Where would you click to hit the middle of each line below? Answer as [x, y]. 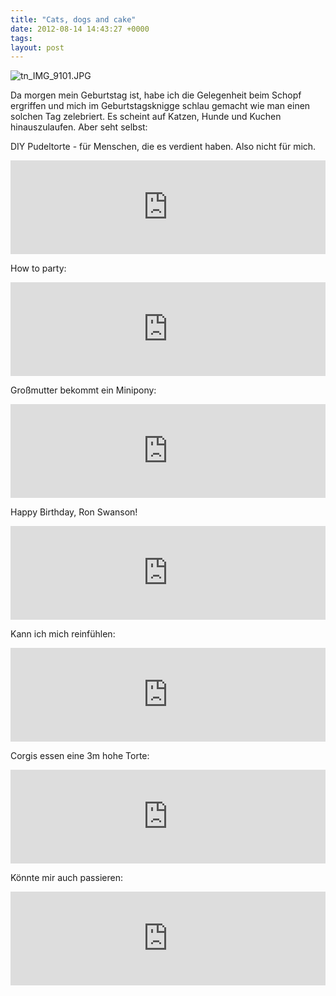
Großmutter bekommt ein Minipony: [83, 390]
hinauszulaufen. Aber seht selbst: [79, 127]
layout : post [37, 47]
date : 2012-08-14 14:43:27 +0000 [80, 29]
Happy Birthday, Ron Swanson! [74, 512]
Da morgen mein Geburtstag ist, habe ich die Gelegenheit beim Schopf [156, 95]
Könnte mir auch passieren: [66, 878]
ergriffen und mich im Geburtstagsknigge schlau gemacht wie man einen [160, 106]
